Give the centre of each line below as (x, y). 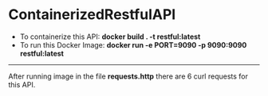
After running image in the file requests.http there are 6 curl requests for (128, 76)
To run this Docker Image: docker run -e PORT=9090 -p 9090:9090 (133, 44)
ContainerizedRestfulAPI (92, 15)
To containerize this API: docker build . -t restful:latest (110, 36)
